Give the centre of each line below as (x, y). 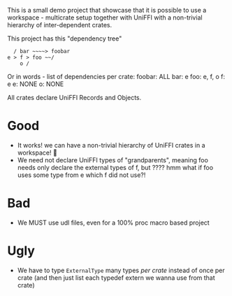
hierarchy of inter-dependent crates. (60, 25)
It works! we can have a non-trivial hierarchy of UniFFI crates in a (111, 145)
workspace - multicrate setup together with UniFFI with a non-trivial (105, 17)
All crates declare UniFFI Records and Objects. (74, 98)
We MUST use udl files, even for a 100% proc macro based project (113, 223)
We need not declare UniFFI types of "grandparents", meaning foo (113, 160)
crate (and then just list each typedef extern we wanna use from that (116, 277)
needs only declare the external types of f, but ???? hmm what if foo (115, 167)
